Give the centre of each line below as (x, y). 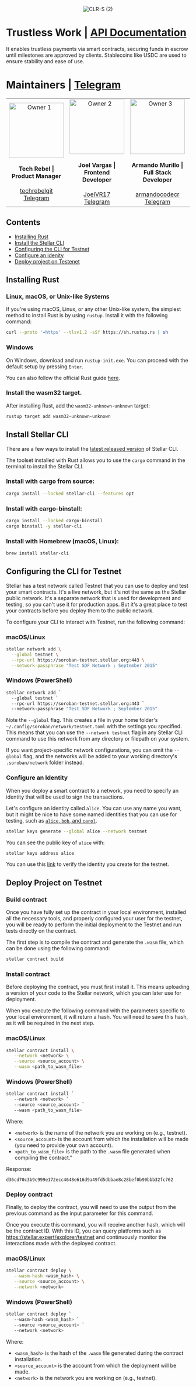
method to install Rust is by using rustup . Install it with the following (87, 316)
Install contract (28, 974)
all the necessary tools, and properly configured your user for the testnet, (94, 919)
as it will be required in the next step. (50, 1023)
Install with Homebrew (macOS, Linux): (63, 541)
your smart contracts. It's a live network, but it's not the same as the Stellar (96, 592)
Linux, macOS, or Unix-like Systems (58, 297)
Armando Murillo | (157, 165)
